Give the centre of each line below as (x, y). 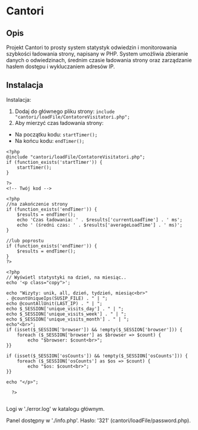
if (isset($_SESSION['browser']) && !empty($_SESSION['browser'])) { (95, 330)
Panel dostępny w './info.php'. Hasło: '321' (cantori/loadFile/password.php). (98, 420)
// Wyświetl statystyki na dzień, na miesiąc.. (66, 277)
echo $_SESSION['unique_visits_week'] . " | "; (66, 314)
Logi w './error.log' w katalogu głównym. (55, 408)
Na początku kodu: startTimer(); (56, 134)
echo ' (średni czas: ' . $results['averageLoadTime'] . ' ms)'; (100, 225)
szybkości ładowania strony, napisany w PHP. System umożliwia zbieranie (97, 54)
